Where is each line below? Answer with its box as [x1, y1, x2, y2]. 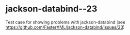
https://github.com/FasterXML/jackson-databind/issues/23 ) [5, 24, 125, 30]
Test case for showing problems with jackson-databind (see [5, 19, 126, 25]
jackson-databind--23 [5, 3, 97, 14]
